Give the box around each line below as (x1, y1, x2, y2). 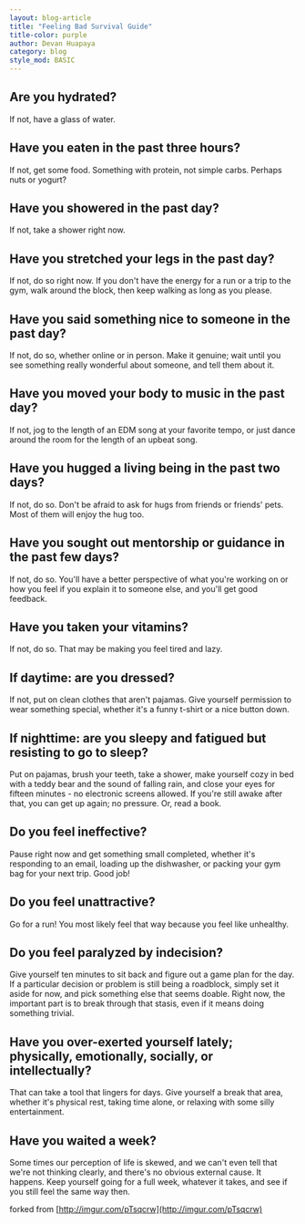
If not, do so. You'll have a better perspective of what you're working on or (9, 574, 289, 585)
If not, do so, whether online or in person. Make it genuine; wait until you (9, 350, 281, 361)
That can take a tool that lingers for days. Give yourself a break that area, (9, 1087, 284, 1098)
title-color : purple (9, 30, 88, 39)
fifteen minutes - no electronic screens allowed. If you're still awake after (9, 788, 283, 799)
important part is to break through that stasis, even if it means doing (9, 998, 265, 1009)
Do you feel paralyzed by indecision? (9, 945, 223, 960)
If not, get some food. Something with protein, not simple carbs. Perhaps (9, 164, 282, 175)
